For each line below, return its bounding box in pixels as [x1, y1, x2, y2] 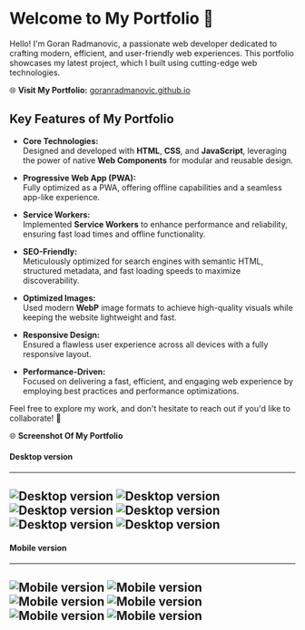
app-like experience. [22, 191, 101, 202]
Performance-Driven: [22, 366, 106, 377]
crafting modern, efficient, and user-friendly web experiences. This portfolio [9, 47, 295, 58]
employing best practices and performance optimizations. [22, 385, 240, 396]
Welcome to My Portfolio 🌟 [9, 8, 214, 29]
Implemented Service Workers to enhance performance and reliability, [22, 218, 288, 229]
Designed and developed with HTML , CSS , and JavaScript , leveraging [22, 145, 288, 156]
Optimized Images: [22, 292, 96, 303]
